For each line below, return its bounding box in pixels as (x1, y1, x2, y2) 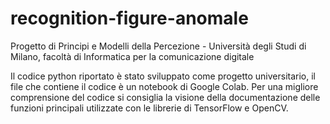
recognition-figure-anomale (10, 7, 249, 30)
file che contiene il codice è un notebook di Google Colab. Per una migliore (10, 80, 319, 92)
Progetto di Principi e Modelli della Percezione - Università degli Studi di (10, 40, 307, 52)
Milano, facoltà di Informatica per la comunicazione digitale (10, 50, 255, 62)
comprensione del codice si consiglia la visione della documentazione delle (10, 91, 321, 103)
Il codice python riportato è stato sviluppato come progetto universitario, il (10, 70, 316, 82)
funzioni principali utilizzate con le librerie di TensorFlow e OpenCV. (10, 102, 289, 114)
